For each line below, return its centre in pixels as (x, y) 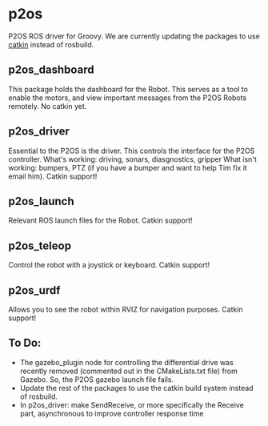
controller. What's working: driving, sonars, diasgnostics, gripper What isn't (133, 159)
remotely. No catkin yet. (48, 106)
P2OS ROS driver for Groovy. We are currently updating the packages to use (134, 36)
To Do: (25, 343)
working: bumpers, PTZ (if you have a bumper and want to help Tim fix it (128, 167)
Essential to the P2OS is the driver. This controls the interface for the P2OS (132, 151)
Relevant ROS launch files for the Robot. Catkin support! (101, 220)
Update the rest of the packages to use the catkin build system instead (136, 388)
